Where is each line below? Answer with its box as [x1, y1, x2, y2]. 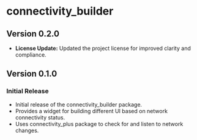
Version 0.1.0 [6, 69, 58, 79]
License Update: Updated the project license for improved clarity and [15, 44, 191, 52]
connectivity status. [15, 114, 65, 121]
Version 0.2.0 [6, 29, 60, 39]
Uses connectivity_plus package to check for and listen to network [15, 120, 184, 127]
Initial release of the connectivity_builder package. [15, 100, 143, 108]
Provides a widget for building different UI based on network [15, 107, 168, 114]
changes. [15, 127, 39, 134]
